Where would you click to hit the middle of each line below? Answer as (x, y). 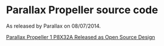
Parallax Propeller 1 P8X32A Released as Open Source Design (81, 37)
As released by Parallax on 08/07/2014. (54, 26)
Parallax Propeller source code (82, 10)
